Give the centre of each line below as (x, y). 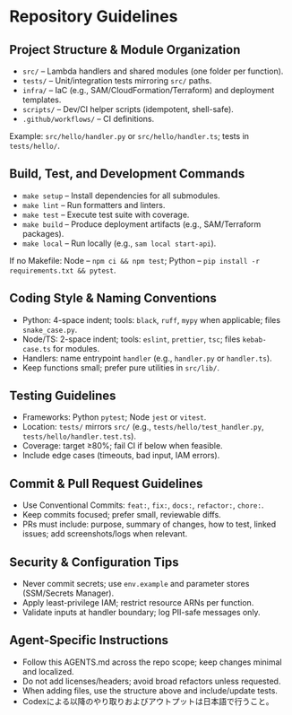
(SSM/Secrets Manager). (68, 593)
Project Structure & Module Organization (125, 50)
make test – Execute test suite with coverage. (106, 214)
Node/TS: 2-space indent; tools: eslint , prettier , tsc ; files (131, 339)
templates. (42, 100)
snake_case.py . (50, 329)
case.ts (36, 349)
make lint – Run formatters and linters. (94, 205)
